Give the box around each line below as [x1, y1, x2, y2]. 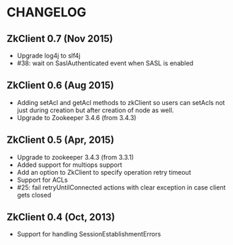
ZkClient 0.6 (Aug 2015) [6, 80, 115, 92]
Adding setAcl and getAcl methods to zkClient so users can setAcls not [16, 98, 225, 107]
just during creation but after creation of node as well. [16, 106, 174, 114]
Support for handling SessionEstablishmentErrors [16, 230, 161, 239]
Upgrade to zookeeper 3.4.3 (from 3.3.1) [16, 153, 134, 161]
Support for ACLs [16, 175, 68, 184]
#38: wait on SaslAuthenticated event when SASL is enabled [16, 59, 194, 67]
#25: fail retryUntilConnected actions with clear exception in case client [16, 183, 226, 192]
